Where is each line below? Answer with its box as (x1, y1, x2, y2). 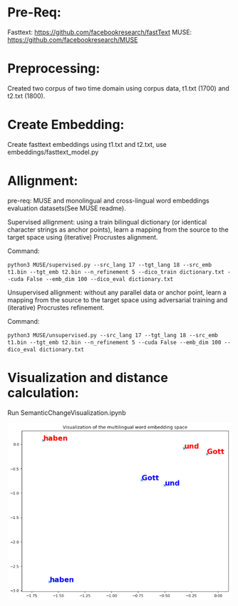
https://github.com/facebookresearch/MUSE (7, 35, 138, 43)
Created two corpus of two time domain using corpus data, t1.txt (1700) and (7, 83, 229, 93)
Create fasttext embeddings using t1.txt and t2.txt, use (7, 140, 167, 148)
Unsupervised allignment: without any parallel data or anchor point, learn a (7, 288, 227, 297)
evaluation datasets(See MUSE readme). (7, 204, 126, 212)
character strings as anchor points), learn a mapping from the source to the (7, 225, 229, 234)
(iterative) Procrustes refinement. (7, 303, 105, 312)
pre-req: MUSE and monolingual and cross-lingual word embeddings (7, 196, 209, 205)
